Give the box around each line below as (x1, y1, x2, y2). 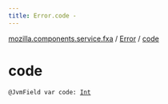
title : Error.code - (8, 11, 78, 20)
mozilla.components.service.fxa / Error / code (8, 34, 160, 43)
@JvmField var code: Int (8, 88, 91, 96)
